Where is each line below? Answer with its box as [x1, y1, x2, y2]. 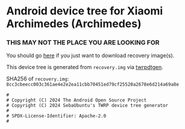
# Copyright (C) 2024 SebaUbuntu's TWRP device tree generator [6, 103, 169, 109]
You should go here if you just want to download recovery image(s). [6, 52, 175, 59]
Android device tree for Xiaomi [6, 4, 163, 18]
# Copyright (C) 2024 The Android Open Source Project [6, 97, 147, 103]
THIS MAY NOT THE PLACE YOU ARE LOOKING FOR [6, 38, 160, 47]
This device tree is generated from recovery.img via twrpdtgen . [6, 64, 164, 71]
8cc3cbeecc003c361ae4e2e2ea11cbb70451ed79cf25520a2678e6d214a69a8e [6, 82, 180, 88]
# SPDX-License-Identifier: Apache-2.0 [6, 113, 107, 119]
